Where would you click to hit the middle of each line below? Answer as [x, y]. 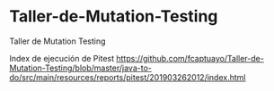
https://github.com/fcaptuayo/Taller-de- [190, 58]
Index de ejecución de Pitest [62, 58]
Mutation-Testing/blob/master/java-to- [81, 68]
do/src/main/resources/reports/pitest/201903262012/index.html [128, 77]
